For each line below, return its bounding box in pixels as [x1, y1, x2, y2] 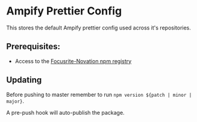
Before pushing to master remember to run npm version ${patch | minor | [6, 91, 192, 98]
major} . [6, 97, 24, 105]
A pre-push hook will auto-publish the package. [6, 109, 125, 116]
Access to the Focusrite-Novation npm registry [14, 57, 132, 64]
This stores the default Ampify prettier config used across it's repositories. [6, 24, 192, 31]
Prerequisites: [6, 41, 60, 52]
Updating [6, 75, 42, 85]
